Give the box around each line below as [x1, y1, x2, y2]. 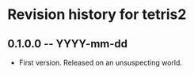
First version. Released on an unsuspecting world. [18, 58, 183, 67]
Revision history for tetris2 [7, 6, 187, 24]
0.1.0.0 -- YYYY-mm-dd [7, 37, 128, 51]
